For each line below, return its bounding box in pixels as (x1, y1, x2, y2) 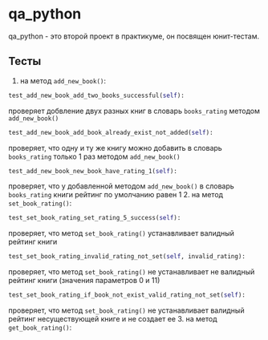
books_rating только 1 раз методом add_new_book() (8, 152, 181, 161)
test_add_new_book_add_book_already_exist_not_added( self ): (8, 128, 214, 136)
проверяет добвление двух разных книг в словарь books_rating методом (8, 106, 261, 115)
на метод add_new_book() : (19, 75, 107, 85)
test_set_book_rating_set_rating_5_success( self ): (8, 214, 181, 222)
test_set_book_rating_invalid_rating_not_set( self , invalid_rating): (8, 253, 246, 261)
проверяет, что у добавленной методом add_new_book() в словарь (8, 181, 234, 191)
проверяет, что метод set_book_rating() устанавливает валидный (8, 229, 235, 238)
